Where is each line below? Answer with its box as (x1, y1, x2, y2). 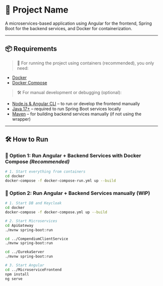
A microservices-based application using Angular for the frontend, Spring (5, 20, 152, 26)
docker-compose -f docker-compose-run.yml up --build (5, 178, 116, 183)
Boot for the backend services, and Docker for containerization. (5, 25, 132, 31)
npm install (5, 271, 29, 277)
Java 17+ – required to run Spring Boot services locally (12, 106, 121, 111)
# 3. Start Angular (5, 263, 45, 268)
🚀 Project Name (5, 4, 69, 16)
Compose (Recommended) (5, 159, 70, 165)
